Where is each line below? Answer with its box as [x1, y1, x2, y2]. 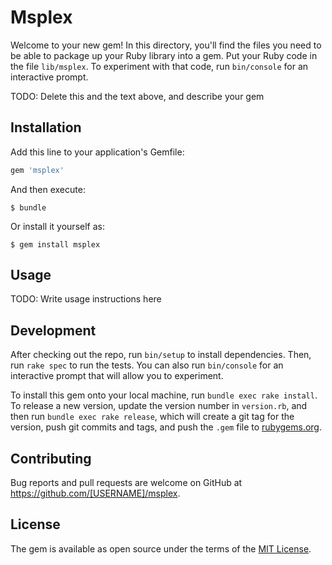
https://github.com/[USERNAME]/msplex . [10, 487, 181, 500]
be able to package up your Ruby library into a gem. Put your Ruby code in [10, 49, 318, 61]
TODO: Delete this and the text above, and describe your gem [10, 90, 265, 102]
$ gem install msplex [10, 239, 101, 250]
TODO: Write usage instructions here [10, 293, 162, 305]
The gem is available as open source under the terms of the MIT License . [10, 542, 312, 555]
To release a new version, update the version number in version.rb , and [10, 400, 308, 412]
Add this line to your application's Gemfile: [10, 146, 185, 158]
